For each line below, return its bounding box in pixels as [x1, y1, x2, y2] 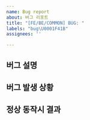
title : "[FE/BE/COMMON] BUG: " [6, 20, 85, 26]
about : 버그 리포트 [6, 14, 49, 20]
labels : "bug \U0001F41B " [6, 25, 68, 32]
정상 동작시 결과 [6, 104, 61, 115]
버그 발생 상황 [6, 82, 54, 92]
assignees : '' [6, 31, 42, 37]
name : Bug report [6, 8, 50, 15]
